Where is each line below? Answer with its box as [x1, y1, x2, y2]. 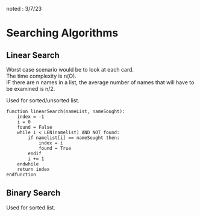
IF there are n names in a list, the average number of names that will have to [6, 79, 195, 86]
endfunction [6, 171, 36, 177]
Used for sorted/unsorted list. [6, 97, 80, 104]
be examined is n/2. [6, 85, 55, 92]
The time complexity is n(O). [6, 72, 77, 79]
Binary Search [6, 188, 61, 198]
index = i [38, 140, 63, 146]
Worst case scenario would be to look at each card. [6, 66, 134, 73]
